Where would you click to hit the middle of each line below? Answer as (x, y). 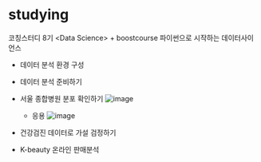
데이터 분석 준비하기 (51, 81)
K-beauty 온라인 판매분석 (59, 149)
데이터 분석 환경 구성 (52, 65)
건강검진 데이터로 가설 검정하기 (68, 132)
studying (39, 15)
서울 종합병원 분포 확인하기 (61, 98)
